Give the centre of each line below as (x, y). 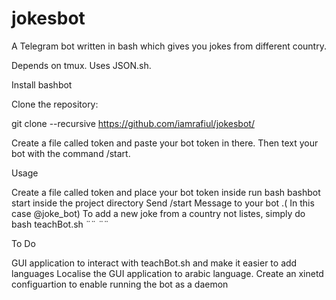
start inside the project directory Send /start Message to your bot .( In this (163, 203)
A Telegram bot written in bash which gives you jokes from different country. (169, 46)
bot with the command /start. (71, 153)
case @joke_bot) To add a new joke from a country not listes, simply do (158, 213)
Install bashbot (42, 84)
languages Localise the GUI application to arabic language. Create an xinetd (167, 273)
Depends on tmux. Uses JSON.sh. (81, 65)
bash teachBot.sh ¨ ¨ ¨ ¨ (60, 224)
